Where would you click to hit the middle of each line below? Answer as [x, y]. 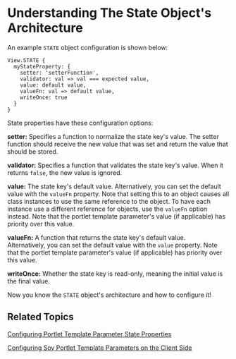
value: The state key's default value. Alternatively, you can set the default [114, 186]
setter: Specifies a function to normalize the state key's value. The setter [113, 136]
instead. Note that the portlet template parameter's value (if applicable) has [117, 216]
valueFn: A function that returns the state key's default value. [97, 237]
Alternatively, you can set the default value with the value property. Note [112, 245]
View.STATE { [26, 60]
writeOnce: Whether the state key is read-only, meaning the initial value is [115, 274]
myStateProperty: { [42, 66]
